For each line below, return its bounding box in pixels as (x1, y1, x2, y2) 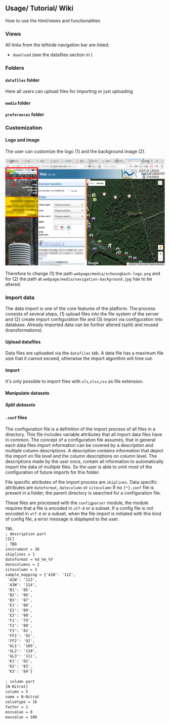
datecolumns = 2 (5, 562, 39, 567)
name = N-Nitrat (5, 694, 39, 699)
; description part (5, 531, 47, 536)
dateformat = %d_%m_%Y (5, 557, 53, 562)
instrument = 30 (5, 546, 39, 552)
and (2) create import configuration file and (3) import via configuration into (5, 316, 163, 323)
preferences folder (5, 111, 45, 118)
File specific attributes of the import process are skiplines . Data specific (5, 479, 157, 485)
